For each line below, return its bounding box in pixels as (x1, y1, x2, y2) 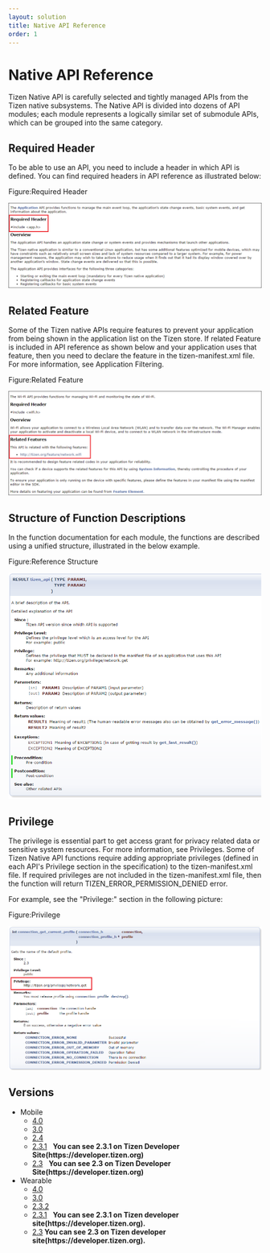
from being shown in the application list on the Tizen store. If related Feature (8, 334, 261, 344)
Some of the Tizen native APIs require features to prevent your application (8, 325, 254, 335)
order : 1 (8, 30, 38, 38)
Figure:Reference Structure (8, 556, 99, 567)
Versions (8, 1086, 55, 1099)
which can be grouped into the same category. (8, 118, 163, 128)
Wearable (19, 1176, 52, 1185)
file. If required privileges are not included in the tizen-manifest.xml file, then (8, 870, 262, 880)
